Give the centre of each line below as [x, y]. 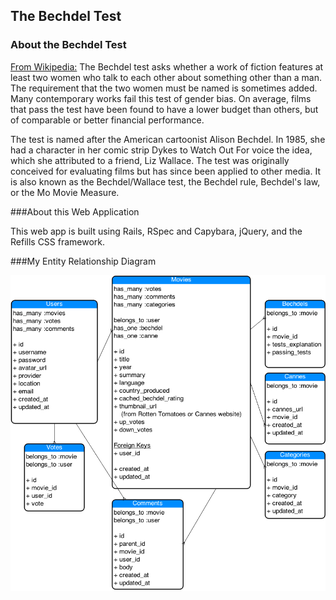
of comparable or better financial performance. [107, 120]
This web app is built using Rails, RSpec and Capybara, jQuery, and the [156, 231]
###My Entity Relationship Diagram [83, 261]
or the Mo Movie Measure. [65, 192]
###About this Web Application [75, 211]
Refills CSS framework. [58, 241]
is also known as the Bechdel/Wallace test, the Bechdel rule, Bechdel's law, [165, 181]
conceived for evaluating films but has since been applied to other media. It [165, 171]
